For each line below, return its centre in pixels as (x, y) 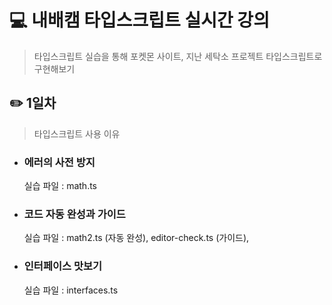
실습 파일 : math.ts (60, 186)
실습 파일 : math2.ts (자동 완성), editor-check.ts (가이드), (136, 238)
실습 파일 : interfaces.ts (71, 290)
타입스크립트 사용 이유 (77, 133)
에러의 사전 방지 (59, 162)
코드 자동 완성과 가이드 (74, 214)
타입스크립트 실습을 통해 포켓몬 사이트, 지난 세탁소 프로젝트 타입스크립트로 (178, 56)
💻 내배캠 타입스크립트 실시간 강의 (139, 20)
